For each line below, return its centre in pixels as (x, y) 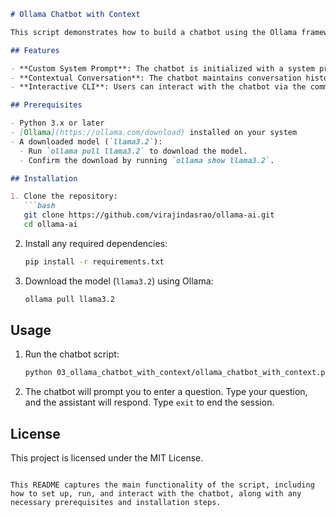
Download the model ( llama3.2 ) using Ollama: (119, 281)
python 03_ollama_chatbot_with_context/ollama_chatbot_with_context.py (177, 373)
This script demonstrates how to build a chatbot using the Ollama (154, 32)
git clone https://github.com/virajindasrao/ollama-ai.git (149, 215)
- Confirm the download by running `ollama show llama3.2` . (147, 160)
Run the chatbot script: (72, 354)
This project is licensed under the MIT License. (107, 458)
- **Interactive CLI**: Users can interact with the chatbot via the (158, 87)
